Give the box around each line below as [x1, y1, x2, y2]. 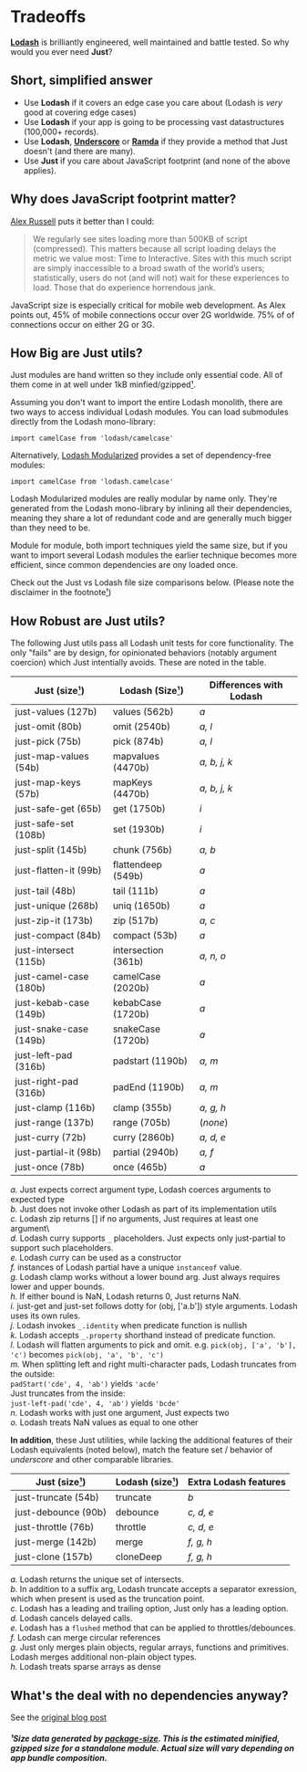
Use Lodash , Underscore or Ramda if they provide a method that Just [23, 135, 288, 147]
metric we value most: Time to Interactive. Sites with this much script [32, 253, 292, 264]
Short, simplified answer [10, 73, 153, 89]
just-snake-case [15, 1022, 89, 1035]
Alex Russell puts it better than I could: [10, 215, 155, 226]
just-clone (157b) [15, 1550, 94, 1563]
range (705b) [112, 1117, 171, 1129]
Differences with [209, 678, 283, 691]
